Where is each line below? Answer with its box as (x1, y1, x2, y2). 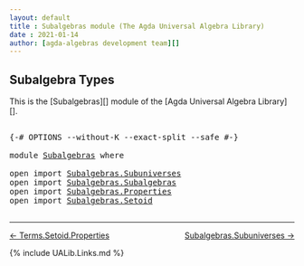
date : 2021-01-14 (9, 30, 79, 39)
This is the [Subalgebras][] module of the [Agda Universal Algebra (9, 96, 256, 107)
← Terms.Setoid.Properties (9, 230, 110, 241)
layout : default (9, 13, 71, 23)
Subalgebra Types (9, 71, 115, 87)
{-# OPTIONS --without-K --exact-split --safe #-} (9, 132, 239, 143)
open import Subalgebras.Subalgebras (9, 177, 177, 188)
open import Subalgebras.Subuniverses (9, 168, 182, 179)
